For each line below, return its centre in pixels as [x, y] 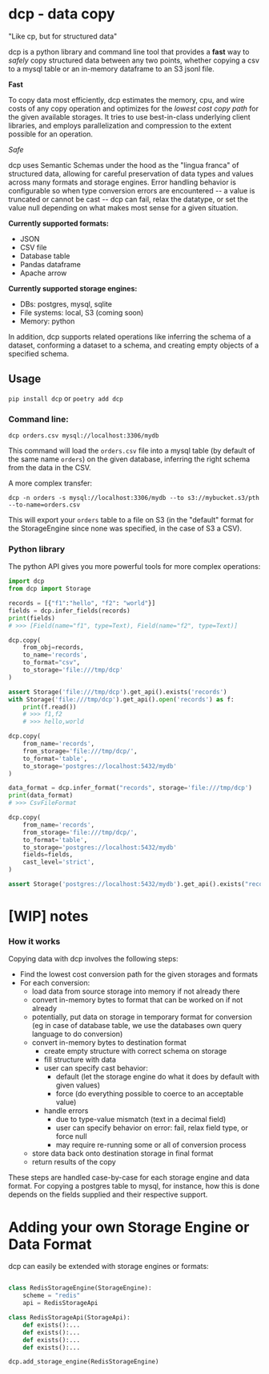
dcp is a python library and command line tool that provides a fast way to [129, 51]
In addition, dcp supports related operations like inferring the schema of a [130, 336]
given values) [78, 1085]
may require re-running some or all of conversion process [151, 1145]
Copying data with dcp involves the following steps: [93, 959]
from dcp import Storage [50, 589]
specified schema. [39, 353]
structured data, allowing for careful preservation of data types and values [131, 173]
